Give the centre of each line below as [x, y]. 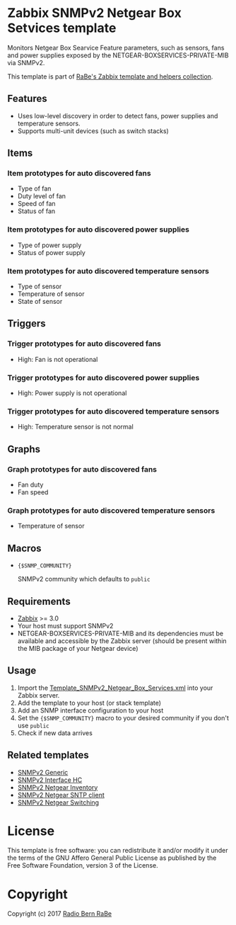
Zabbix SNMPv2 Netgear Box [94, 13]
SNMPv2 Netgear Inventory [58, 787]
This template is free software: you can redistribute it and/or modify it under [118, 851]
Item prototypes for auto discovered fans [79, 174]
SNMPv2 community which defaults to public [84, 579]
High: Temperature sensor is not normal [76, 427]
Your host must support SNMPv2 [65, 625]
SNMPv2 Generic [43, 772]
